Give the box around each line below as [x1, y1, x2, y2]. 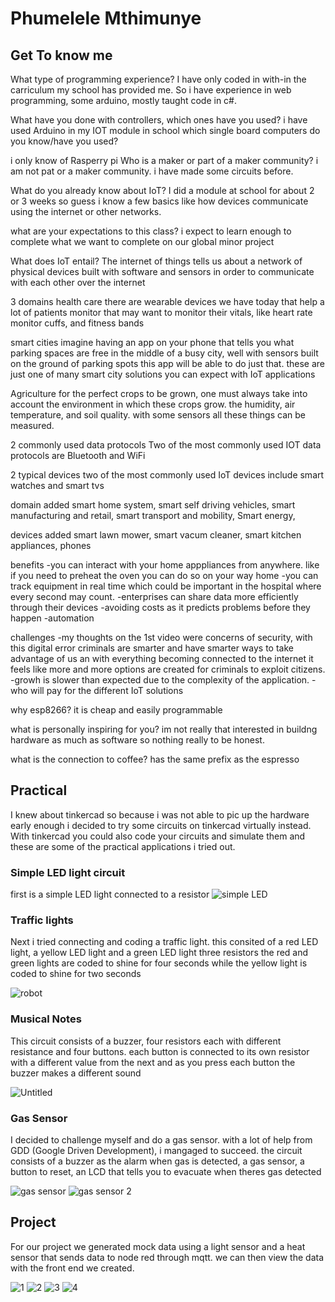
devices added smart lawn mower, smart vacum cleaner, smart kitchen [10, 529, 302, 541]
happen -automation [10, 612, 95, 624]
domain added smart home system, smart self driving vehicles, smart [10, 499, 296, 511]
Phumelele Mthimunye [10, 7, 202, 30]
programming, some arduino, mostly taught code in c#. [10, 95, 238, 106]
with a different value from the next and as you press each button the [10, 1056, 296, 1068]
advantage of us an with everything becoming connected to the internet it [10, 653, 314, 664]
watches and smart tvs [10, 480, 105, 491]
